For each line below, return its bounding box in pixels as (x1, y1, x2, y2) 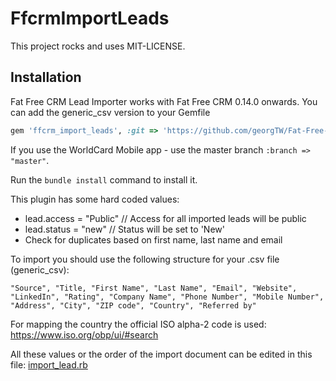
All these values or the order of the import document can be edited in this (10, 348, 313, 360)
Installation (10, 69, 82, 86)
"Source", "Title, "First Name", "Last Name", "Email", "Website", (10, 283, 298, 293)
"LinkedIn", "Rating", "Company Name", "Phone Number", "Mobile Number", (10, 292, 325, 302)
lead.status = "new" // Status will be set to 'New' (24, 223, 225, 235)
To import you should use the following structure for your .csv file (10, 253, 280, 265)
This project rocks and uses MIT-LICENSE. (10, 40, 186, 52)
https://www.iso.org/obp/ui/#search (10, 328, 159, 341)
